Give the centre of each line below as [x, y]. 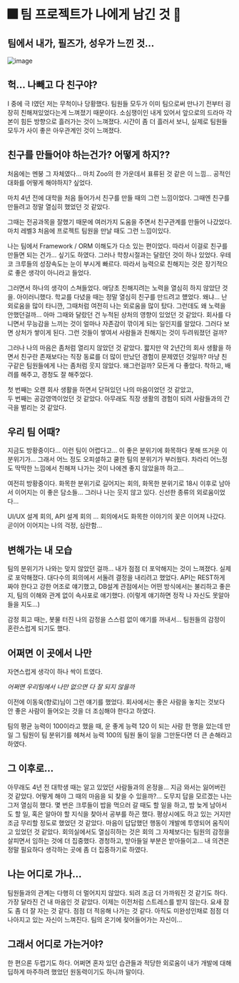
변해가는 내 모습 [40, 550]
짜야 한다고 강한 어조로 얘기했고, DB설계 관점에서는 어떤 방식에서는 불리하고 [112, 587]
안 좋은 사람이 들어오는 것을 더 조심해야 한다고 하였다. [81, 711]
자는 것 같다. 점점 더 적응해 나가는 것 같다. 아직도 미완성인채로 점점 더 [133, 910]
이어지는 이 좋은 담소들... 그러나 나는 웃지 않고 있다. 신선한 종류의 [105, 493]
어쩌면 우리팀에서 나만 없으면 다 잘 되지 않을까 [71, 687]
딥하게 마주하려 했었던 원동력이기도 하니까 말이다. [76, 972]
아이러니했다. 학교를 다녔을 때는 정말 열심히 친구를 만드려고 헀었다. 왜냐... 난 [122, 296]
